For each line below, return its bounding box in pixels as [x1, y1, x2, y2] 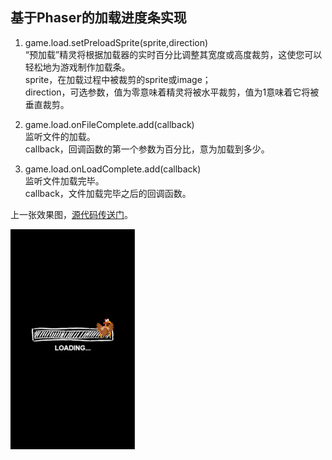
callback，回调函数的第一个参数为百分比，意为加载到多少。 [24, 143, 270, 155]
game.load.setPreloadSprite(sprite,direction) [24, 36, 209, 48]
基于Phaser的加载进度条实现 [10, 9, 187, 27]
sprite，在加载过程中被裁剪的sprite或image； [24, 73, 212, 85]
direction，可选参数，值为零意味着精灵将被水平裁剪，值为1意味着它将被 [24, 86, 320, 98]
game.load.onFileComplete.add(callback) [24, 118, 195, 130]
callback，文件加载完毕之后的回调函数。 [24, 187, 192, 199]
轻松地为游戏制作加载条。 [24, 61, 131, 73]
